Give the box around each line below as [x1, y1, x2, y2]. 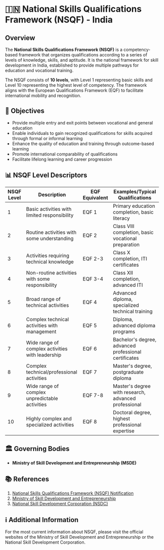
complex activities [26, 345, 68, 352]
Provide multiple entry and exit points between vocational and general [12, 120, 153, 125]
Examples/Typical [113, 188, 156, 195]
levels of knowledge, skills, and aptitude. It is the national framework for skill [5, 57, 159, 63]
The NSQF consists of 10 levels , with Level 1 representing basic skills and [5, 77, 153, 83]
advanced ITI [113, 281, 143, 288]
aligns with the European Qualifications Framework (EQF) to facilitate [5, 87, 143, 93]
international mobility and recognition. [5, 93, 82, 99]
